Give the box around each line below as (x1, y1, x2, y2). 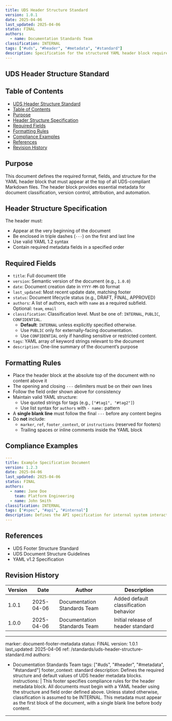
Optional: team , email (12, 305, 57, 311)
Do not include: (12, 416, 46, 422)
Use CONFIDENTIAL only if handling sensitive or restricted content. (20, 332, 157, 339)
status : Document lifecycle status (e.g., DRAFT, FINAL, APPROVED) (12, 294, 156, 301)
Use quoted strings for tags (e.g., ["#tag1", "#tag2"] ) (20, 399, 135, 405)
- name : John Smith (10, 498, 52, 504)
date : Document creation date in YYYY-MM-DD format (12, 284, 120, 290)
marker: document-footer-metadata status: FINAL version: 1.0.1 (5, 640, 138, 646)
